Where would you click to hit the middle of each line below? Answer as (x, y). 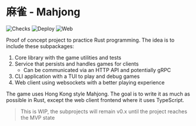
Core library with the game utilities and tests (68, 57)
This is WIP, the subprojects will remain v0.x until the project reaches (104, 111)
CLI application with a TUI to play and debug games (77, 76)
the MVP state (38, 117)
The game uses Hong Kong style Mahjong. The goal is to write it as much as (98, 94)
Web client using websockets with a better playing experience (90, 82)
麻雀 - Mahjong (43, 12)
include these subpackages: (40, 46)
